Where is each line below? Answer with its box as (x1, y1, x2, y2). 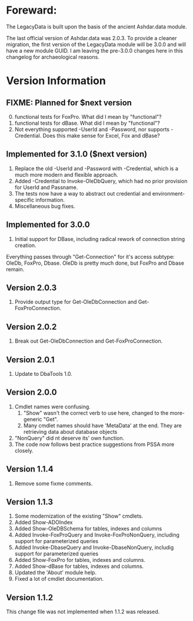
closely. (14, 447, 34, 454)
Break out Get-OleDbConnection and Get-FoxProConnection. (14, 337, 163, 344)
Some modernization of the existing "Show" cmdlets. (14, 512, 143, 520)
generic (23, 415, 42, 422)
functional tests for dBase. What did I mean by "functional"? (14, 119, 160, 126)
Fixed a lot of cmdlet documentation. (14, 576, 104, 583)
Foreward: (6, 4, 57, 17)
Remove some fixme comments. (14, 480, 93, 487)
